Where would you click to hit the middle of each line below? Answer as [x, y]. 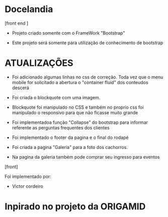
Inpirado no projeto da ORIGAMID [75, 207]
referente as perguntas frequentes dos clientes [61, 127]
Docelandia [29, 9]
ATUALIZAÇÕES [39, 63]
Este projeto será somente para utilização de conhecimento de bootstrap [88, 43]
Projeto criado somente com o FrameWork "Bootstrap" [68, 33]
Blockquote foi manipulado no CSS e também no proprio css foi [78, 107]
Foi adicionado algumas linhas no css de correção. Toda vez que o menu [88, 77]
